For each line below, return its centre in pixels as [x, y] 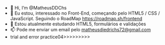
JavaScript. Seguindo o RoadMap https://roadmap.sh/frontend [76, 18]
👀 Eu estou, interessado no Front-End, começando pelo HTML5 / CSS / [85, 13]
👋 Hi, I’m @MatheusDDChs [38, 8]
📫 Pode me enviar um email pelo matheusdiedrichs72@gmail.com [80, 30]
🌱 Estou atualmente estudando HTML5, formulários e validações [78, 24]
